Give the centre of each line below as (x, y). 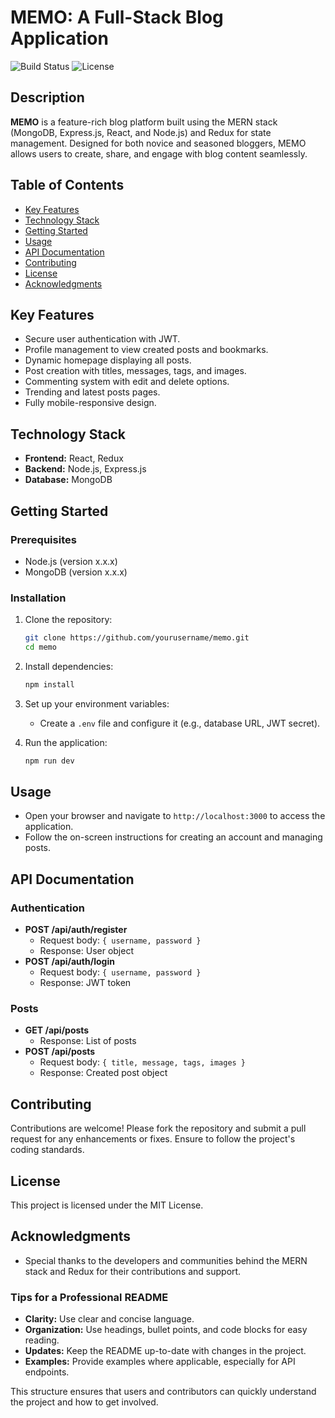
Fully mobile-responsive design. (90, 403)
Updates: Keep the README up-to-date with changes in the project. (165, 1351)
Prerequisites (43, 539)
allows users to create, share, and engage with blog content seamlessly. (159, 153)
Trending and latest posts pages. (92, 392)
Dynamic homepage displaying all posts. (108, 360)
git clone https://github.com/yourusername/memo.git (137, 638)
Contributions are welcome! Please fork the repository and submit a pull (158, 1128)
